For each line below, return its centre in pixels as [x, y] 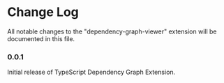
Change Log [43, 12]
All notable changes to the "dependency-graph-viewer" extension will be [112, 31]
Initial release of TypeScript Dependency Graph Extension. [91, 72]
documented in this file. [41, 38]
